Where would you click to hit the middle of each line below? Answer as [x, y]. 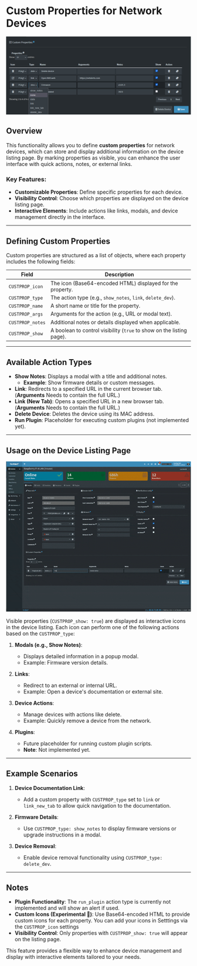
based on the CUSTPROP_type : [40, 633]
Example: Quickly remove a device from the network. [87, 721]
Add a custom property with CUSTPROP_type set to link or [91, 799]
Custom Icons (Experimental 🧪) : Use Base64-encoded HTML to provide [102, 914]
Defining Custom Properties [58, 241]
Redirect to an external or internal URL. [70, 685]
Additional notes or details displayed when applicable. [116, 322]
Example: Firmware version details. [66, 662]
